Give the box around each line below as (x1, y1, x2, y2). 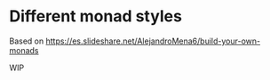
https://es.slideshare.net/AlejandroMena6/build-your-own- (45, 36, 260, 46)
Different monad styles (9, 6, 182, 27)
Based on (9, 36, 44, 46)
